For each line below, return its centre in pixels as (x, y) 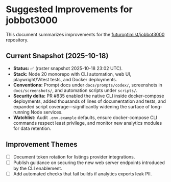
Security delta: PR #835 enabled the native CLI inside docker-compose (89, 96)
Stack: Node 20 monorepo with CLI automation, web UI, (72, 74)
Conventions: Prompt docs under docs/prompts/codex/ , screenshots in (88, 85)
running (21, 112)
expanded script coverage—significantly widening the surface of (81, 106)
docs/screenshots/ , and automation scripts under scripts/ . (75, 90)
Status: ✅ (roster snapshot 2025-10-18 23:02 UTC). (68, 68)
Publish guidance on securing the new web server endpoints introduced (89, 163)
